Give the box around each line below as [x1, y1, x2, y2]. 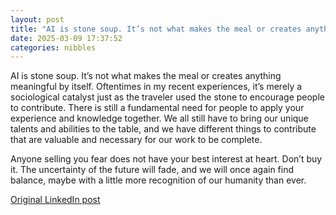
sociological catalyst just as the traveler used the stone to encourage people [10, 91, 325, 103]
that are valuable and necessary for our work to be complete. [10, 134, 263, 146]
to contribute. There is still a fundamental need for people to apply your [10, 102, 305, 114]
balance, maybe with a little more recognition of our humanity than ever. [10, 174, 307, 186]
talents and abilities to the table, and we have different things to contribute [10, 123, 317, 135]
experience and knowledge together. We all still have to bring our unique [10, 112, 309, 125]
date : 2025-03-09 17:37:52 [10, 33, 123, 43]
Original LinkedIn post [10, 194, 101, 206]
